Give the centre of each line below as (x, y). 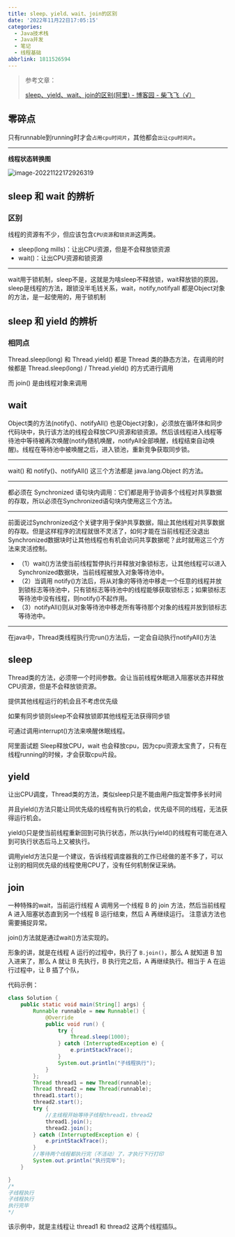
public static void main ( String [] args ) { (83, 1005)
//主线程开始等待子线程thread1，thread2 (99, 1115)
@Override (59, 1017)
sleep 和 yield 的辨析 (53, 321)
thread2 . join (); (69, 1128)
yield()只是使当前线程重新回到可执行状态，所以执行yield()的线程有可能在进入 (118, 833)
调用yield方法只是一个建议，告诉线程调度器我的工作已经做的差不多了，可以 (116, 857)
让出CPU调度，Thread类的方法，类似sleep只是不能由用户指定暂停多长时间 (115, 794)
